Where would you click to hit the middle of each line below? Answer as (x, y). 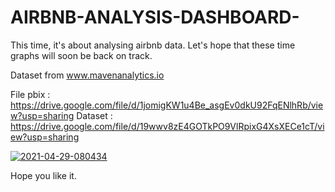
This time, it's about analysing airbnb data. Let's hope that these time (153, 45)
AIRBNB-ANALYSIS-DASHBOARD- (155, 17)
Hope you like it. (43, 175)
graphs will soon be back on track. (81, 55)
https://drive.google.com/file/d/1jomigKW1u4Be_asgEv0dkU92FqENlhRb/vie (167, 105)
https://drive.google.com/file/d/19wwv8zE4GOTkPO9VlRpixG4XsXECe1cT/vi (167, 126)
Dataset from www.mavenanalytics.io (87, 75)
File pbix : (30, 94)
